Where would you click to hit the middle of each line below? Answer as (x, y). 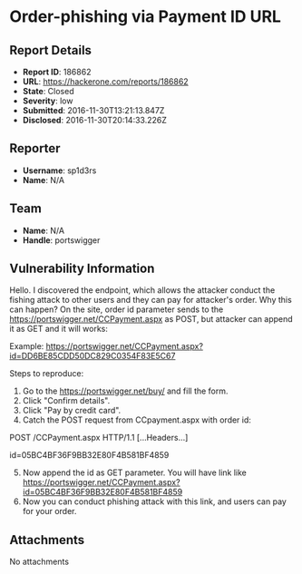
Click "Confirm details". (66, 401)
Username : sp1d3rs (59, 170)
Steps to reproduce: (47, 374)
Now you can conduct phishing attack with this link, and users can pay (155, 501)
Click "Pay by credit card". (72, 411)
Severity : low (48, 101)
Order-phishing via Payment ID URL (145, 17)
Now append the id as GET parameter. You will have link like (135, 472)
